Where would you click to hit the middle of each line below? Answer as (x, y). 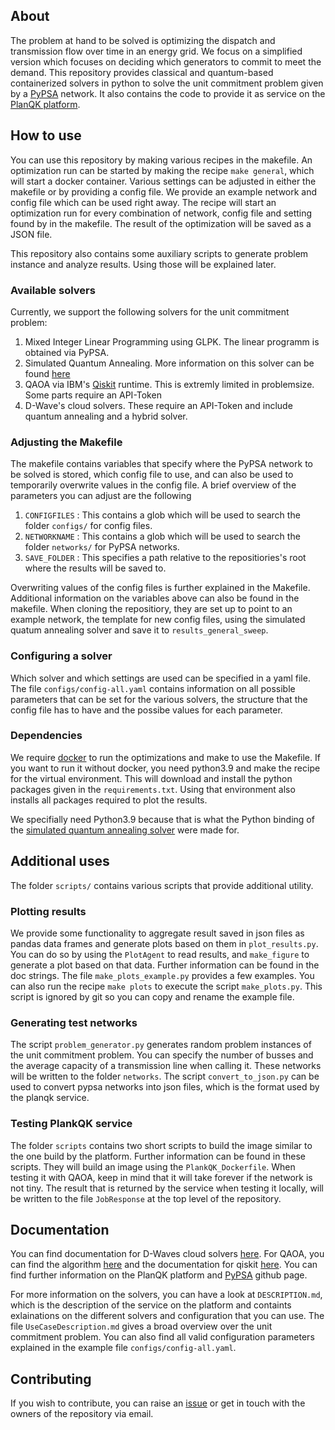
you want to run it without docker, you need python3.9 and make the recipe (165, 768)
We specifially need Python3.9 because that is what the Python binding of (162, 819)
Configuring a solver (61, 656)
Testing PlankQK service (71, 1124)
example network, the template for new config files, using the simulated (158, 620)
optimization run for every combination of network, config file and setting (161, 213)
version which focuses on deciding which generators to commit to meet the (166, 61)
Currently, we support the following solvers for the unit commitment (150, 311)
